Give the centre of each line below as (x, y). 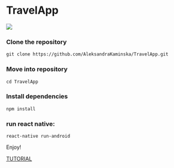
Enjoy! (14, 147)
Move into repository (37, 69)
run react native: (31, 124)
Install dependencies (37, 97)
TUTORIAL (19, 159)
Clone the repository (37, 42)
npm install (21, 109)
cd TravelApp (22, 82)
